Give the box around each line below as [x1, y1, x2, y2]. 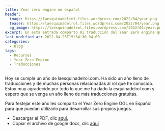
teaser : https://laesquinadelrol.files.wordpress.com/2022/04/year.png [9, 21, 160, 26]
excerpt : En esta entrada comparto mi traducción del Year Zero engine [5, 30, 155, 35]
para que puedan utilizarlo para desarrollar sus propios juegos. [5, 106, 133, 112]
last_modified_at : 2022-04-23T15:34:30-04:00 [5, 35, 100, 40]
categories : [5, 39, 29, 44]
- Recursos [9, 52, 32, 58]
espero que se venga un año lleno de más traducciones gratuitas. [5, 91, 138, 97]
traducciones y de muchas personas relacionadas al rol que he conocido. [5, 80, 154, 86]
